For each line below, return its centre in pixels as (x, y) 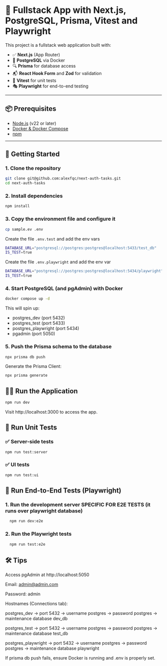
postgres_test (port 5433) (39, 323)
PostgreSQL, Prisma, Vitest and (71, 21)
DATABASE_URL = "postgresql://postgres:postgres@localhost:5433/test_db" (81, 248)
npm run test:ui (22, 475)
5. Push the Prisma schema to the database (58, 346)
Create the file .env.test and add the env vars (53, 239)
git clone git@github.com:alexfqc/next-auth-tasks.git (63, 178)
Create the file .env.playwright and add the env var (58, 262)
